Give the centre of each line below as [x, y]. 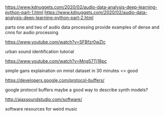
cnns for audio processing [32, 32]
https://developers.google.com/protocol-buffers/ [55, 80]
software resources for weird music [41, 109]
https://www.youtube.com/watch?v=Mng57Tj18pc [56, 61]
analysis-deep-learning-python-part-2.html [49, 18]
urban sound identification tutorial [40, 52]
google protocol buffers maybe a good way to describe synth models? [77, 90]
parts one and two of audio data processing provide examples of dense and [82, 27]
